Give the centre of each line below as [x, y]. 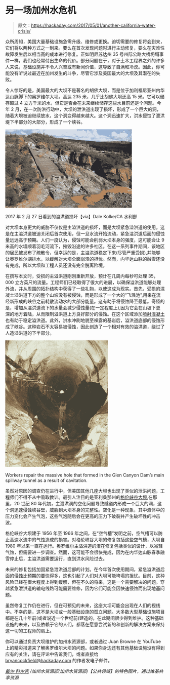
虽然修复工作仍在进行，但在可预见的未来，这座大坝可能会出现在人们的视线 [83, 605]
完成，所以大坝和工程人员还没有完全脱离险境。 [58, 265]
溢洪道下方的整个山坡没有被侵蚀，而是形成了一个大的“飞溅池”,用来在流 [87, 295]
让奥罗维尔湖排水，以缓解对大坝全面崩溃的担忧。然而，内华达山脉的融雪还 [83, 259]
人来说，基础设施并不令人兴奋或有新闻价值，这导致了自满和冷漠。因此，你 [83, 67]
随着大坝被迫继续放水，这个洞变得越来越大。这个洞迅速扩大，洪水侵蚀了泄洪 [85, 115]
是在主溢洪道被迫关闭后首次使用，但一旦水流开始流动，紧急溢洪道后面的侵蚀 [85, 233]
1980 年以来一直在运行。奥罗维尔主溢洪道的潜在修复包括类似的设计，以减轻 [84, 546]
